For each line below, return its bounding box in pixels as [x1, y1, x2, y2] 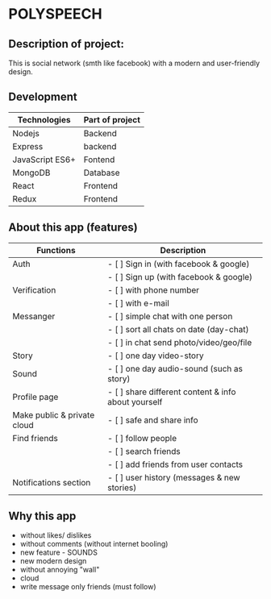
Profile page [12, 391, 59, 402]
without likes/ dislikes [19, 530, 92, 540]
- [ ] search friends [107, 445, 181, 456]
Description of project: [8, 37, 125, 51]
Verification [12, 284, 56, 295]
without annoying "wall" [19, 565, 100, 575]
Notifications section [12, 476, 91, 488]
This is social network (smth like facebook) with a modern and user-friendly [8, 58, 261, 68]
